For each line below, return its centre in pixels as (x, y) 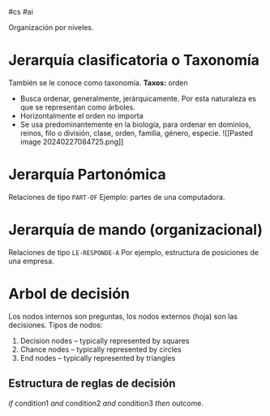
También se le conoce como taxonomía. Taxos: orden (98, 82)
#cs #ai (21, 12)
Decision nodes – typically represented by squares (105, 340)
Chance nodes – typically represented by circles (101, 349)
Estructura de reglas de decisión (92, 384)
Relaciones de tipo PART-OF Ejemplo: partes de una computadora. (117, 197)
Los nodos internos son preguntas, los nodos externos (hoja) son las (123, 316)
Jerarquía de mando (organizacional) (136, 230)
